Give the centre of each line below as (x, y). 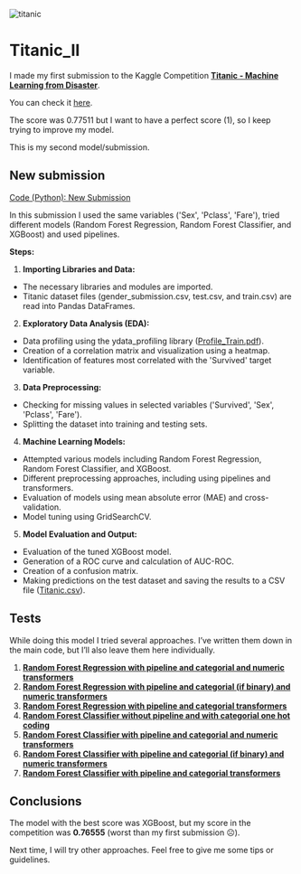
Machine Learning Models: (74, 441)
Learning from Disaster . (55, 85)
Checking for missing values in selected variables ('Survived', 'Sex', (148, 404)
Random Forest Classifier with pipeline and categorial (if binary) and (153, 754)
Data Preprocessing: (62, 387)
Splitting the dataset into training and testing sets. (115, 424)
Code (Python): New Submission (70, 197)
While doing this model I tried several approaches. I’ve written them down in (151, 640)
